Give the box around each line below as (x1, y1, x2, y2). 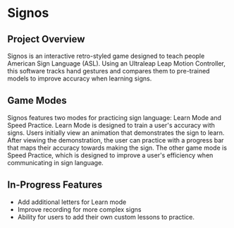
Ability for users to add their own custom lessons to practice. (17, 212, 195, 221)
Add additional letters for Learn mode (17, 198, 127, 206)
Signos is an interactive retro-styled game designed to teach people (7, 52, 205, 60)
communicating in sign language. (7, 158, 104, 167)
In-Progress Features (7, 179, 103, 191)
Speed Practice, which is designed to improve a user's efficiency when (7, 150, 214, 160)
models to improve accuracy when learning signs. (7, 74, 152, 83)
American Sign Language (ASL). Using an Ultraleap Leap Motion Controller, (7, 59, 226, 68)
